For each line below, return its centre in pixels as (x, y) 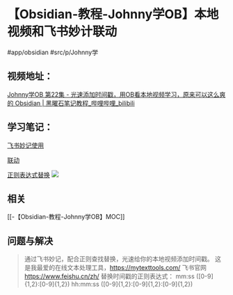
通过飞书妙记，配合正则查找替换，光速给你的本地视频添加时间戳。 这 (122, 259)
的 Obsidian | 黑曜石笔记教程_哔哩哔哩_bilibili (71, 103)
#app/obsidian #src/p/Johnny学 (53, 52)
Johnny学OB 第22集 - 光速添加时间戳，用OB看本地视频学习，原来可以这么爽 (116, 94)
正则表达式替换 (29, 175)
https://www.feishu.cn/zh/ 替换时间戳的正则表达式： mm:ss (109, 276)
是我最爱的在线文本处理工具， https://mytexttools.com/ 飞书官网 (115, 268)
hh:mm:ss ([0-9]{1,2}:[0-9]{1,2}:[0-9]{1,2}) (132, 284)
